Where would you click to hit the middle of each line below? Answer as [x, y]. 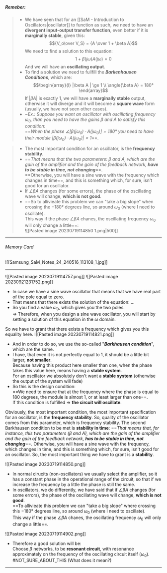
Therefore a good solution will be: [47, 543]
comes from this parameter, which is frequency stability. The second [75, 423]
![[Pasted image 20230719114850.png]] [45, 464]
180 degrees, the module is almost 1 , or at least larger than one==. [80, 397]
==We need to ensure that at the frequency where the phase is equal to [85, 392]
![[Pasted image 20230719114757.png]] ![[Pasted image [62, 277]
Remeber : [15, 7]
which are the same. [33, 349]
